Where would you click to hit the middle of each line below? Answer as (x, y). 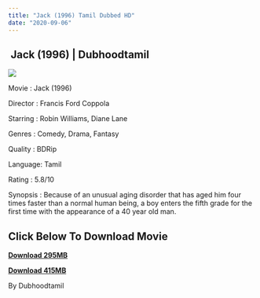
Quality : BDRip (33, 149)
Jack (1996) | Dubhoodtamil (80, 55)
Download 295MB (38, 256)
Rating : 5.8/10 (31, 180)
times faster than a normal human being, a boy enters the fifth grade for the (130, 203)
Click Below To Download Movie (88, 236)
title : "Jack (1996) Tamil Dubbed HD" (71, 15)
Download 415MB (37, 270)
